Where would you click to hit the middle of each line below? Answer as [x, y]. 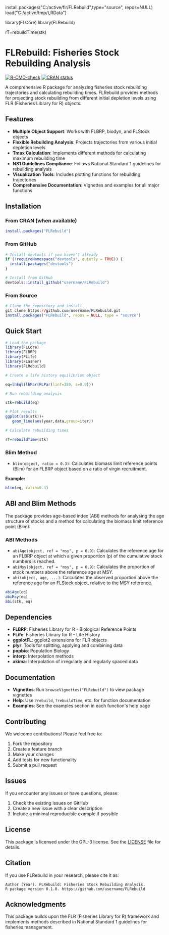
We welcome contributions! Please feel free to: [54, 734]
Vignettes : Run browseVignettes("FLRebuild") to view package [78, 690]
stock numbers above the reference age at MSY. [63, 572]
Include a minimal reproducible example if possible [65, 814]
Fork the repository [33, 744]
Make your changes [33, 755]
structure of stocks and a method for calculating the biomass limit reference [84, 521]
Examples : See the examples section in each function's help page [81, 706]
